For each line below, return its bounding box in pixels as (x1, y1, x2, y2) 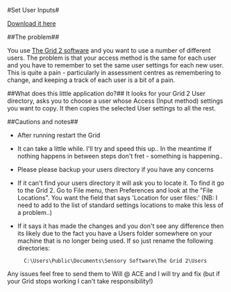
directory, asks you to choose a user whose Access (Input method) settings (7, 97, 223, 105)
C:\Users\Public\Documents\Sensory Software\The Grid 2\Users (24, 257, 207, 264)
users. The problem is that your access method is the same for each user (7, 54, 216, 62)
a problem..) (17, 209, 53, 216)
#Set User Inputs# (7, 6, 60, 14)
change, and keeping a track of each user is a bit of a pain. (7, 76, 176, 84)
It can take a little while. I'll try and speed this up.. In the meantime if (17, 145, 212, 152)
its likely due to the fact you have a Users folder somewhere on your (17, 229, 213, 237)
